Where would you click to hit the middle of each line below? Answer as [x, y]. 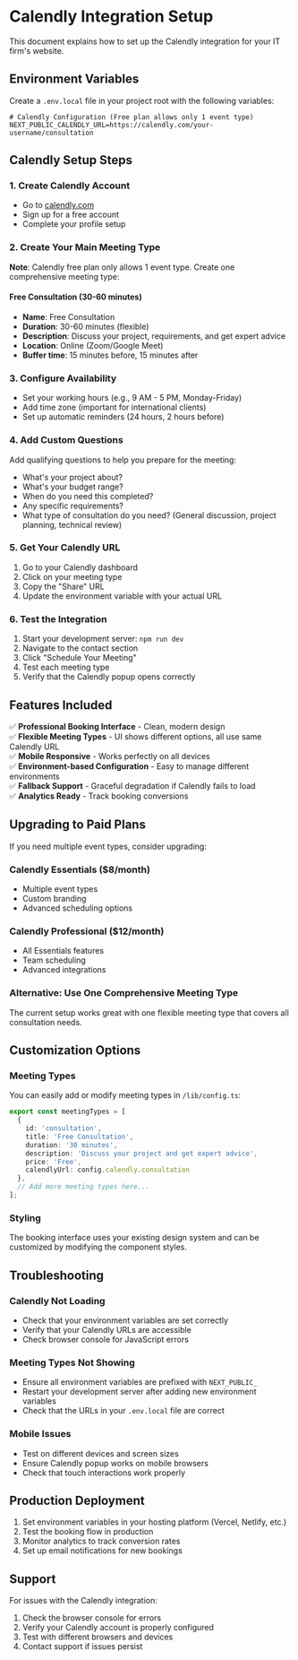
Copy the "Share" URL [63, 586]
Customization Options [75, 1050]
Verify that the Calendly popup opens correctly [109, 677]
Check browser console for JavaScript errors [106, 1339]
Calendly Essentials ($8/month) [80, 869]
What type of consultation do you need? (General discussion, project [149, 515]
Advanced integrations [64, 970]
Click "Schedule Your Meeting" [79, 658]
